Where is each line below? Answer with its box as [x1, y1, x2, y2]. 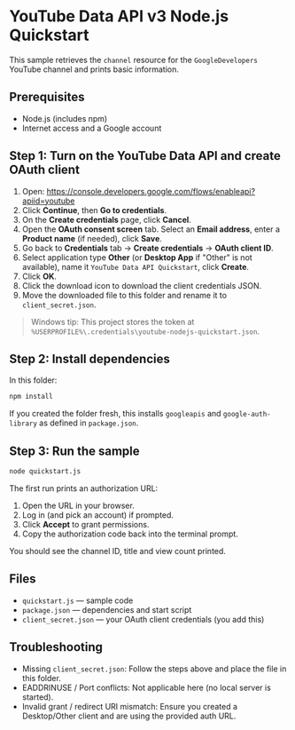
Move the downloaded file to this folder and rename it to [21, 290, 228, 300]
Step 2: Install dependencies [9, 351, 170, 366]
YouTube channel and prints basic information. [9, 64, 179, 75]
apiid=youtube [21, 195, 75, 206]
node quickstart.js [9, 467, 82, 476]
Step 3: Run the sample [9, 443, 140, 458]
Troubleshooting [9, 639, 104, 655]
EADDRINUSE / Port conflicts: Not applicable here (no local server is [21, 682, 272, 693]
